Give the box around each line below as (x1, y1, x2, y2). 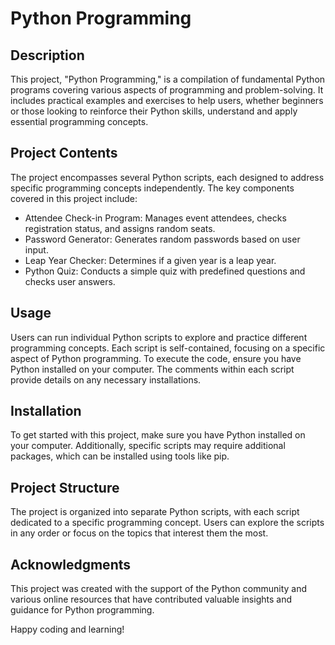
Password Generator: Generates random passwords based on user (24, 233, 301, 245)
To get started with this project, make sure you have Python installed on (10, 429, 306, 441)
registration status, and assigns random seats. (24, 222, 216, 234)
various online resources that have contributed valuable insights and (10, 593, 292, 606)
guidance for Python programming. (10, 604, 155, 616)
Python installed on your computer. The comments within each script (10, 363, 295, 375)
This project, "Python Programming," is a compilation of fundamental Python (10, 73, 326, 85)
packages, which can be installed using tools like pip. (10, 450, 230, 462)
